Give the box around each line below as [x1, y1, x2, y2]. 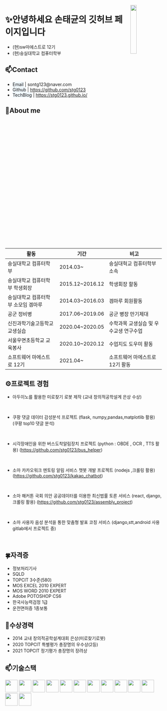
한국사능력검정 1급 [12, 599, 48, 605]
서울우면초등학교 [7, 337, 45, 344]
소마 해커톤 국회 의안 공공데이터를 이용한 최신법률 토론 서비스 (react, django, [12, 492, 162, 498]
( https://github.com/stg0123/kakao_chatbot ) [12, 473, 103, 478]
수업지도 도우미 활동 [109, 341, 153, 347]
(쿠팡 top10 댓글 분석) [12, 420, 55, 426]
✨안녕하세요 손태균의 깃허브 [5, 14, 113, 25]
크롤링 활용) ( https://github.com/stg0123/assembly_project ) [12, 499, 133, 505]
